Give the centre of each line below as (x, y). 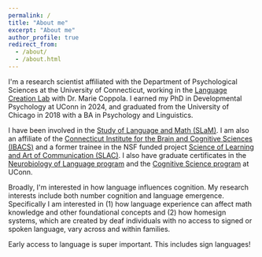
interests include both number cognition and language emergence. (116, 195)
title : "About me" (38, 23)
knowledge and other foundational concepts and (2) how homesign (117, 212)
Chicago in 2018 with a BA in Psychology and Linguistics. (101, 115)
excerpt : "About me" (42, 30)
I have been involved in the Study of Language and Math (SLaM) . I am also (129, 130)
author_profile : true (44, 37)
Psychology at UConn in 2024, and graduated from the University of (119, 106)
